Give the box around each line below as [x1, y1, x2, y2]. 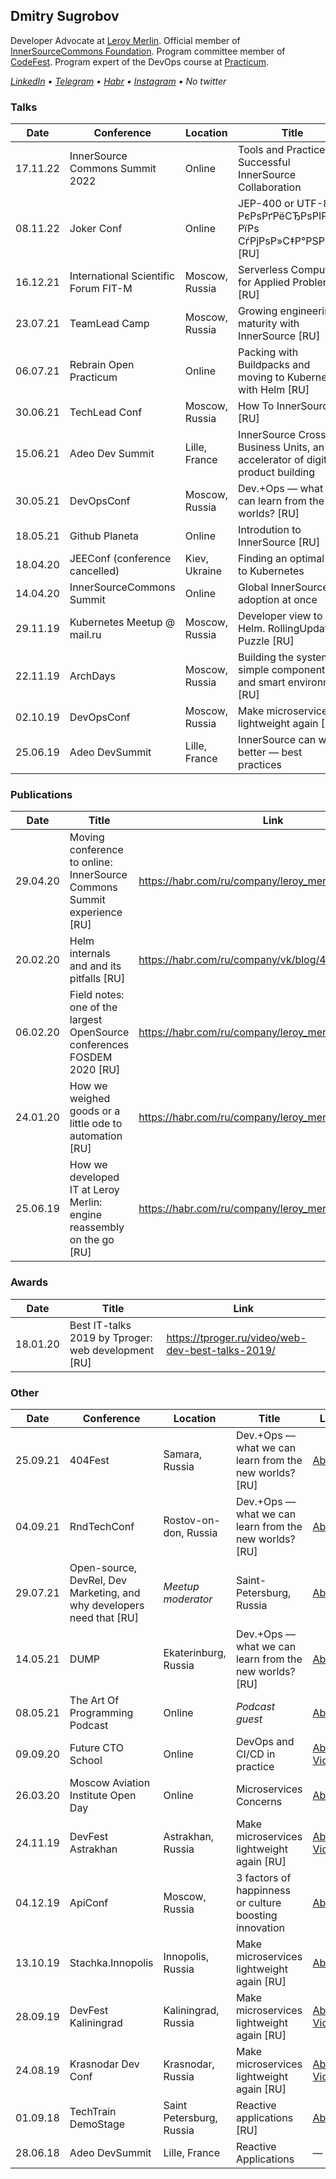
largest [69, 1013, 103, 1027]
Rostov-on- [163, 1514, 221, 1527]
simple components [238, 663, 331, 677]
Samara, [163, 1447, 203, 1461]
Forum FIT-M [69, 282, 133, 296]
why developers [69, 1599, 145, 1612]
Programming [69, 1706, 134, 1719]
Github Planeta [69, 529, 140, 543]
